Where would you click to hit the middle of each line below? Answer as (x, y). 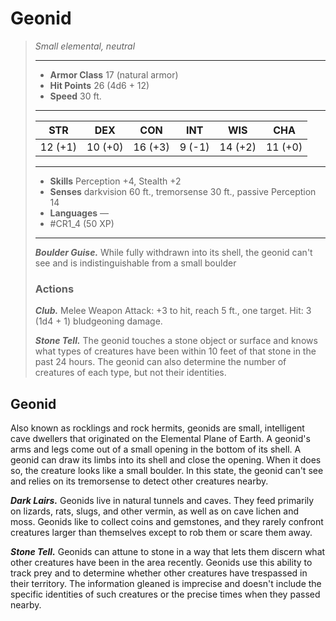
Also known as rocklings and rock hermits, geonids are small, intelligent (157, 428)
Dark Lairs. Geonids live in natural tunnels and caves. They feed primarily (162, 501)
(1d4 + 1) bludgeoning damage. (98, 321)
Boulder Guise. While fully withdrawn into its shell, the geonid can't (173, 252)
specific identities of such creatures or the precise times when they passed (165, 594)
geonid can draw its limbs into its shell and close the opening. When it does (166, 460)
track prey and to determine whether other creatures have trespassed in (159, 573)
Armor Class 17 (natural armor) (114, 74)
